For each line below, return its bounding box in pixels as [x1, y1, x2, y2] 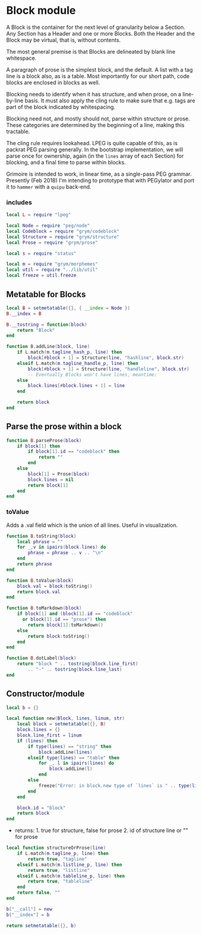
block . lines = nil [28, 476, 74, 482]
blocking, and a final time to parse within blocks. [6, 158, 126, 166]
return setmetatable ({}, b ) [6, 923, 77, 929]
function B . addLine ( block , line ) [6, 344, 90, 350]
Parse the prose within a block [6, 422, 122, 432]
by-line [6, 97, 24, 104]
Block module [6, 4, 76, 17]
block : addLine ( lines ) [38, 749, 93, 755]
